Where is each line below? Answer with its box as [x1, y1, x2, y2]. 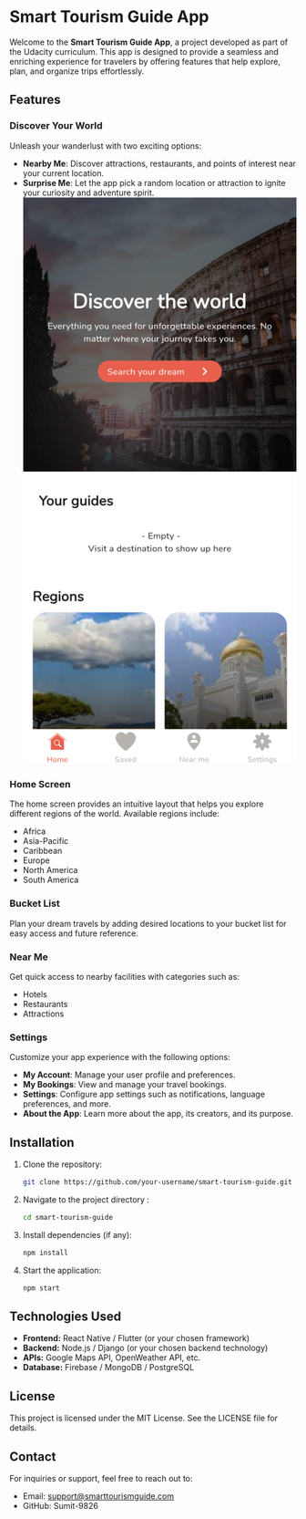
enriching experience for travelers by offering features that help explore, [9, 56, 280, 67]
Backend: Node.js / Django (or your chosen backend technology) [22, 1343, 269, 1354]
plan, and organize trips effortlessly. [9, 66, 145, 77]
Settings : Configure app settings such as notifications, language [22, 1088, 266, 1100]
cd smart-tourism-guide [22, 1212, 114, 1222]
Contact [9, 1449, 56, 1464]
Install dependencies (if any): [22, 1229, 132, 1240]
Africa [22, 826, 46, 837]
